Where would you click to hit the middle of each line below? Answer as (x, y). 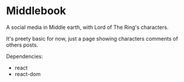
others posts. (22, 45)
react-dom (28, 74)
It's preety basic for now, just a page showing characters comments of (92, 38)
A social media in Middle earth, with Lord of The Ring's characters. (87, 27)
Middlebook (36, 11)
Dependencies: (25, 56)
